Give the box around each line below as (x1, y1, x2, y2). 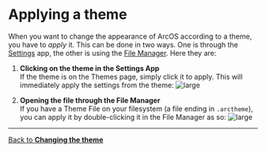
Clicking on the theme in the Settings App (19, 63, 160, 72)
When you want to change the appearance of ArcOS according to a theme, (8, 32, 253, 41)
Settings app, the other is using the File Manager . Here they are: (8, 48, 217, 57)
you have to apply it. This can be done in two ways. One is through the (8, 39, 239, 49)
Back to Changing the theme (8, 135, 104, 144)
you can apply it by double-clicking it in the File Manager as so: (19, 112, 227, 121)
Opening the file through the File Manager (19, 95, 161, 105)
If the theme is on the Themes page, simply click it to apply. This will (19, 72, 243, 81)
